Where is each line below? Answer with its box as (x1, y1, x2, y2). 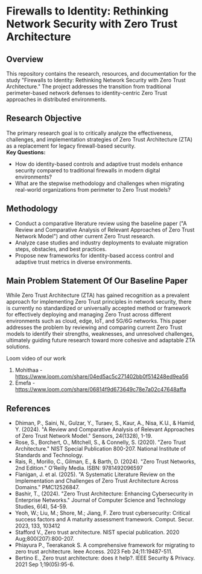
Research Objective (6, 113, 82, 123)
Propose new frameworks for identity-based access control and (14, 252, 174, 259)
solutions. (6, 343, 31, 350)
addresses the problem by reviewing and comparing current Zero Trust (6, 324, 183, 331)
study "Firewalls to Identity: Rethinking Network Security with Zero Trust (6, 77, 186, 83)
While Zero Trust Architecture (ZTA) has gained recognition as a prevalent (6, 292, 190, 299)
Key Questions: (6, 148, 46, 155)
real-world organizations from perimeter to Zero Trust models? (14, 186, 171, 193)
